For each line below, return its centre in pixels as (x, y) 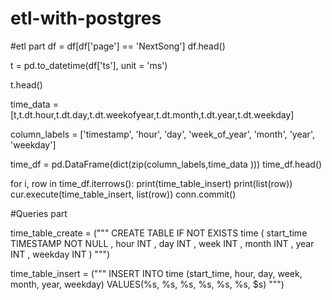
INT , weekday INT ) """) (60, 254)
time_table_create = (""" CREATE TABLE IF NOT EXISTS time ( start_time (159, 233)
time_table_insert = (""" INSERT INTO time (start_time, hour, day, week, (156, 273)
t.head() (26, 84)
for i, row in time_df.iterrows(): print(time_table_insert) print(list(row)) (151, 183)
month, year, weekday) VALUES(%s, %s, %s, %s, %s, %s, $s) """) (147, 284)
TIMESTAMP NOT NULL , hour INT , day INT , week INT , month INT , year (162, 243)
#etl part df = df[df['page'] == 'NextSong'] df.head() (118, 46)
